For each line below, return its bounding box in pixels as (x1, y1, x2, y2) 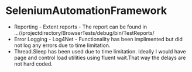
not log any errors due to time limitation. (13, 42, 111, 49)
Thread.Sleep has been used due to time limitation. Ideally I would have (13, 48, 186, 55)
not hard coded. (13, 60, 53, 67)
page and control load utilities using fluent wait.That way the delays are (13, 54, 186, 61)
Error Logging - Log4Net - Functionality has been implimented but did (13, 35, 183, 42)
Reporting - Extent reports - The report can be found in (13, 23, 148, 30)
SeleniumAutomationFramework (5, 4, 167, 17)
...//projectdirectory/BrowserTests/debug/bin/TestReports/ (13, 29, 155, 36)
